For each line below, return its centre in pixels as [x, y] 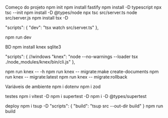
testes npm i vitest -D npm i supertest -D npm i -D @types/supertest [76, 96]
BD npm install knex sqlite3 [33, 47]
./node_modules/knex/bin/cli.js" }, [40, 62]
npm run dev [18, 37]
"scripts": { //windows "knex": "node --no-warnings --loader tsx [72, 56]
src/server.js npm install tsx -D [37, 18]
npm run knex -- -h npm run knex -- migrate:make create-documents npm [82, 71]
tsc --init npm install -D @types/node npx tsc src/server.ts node [71, 12]
